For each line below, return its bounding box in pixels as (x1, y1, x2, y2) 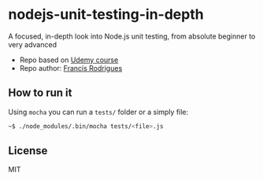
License (8, 144, 48, 158)
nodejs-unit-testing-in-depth (8, 6, 204, 24)
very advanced (8, 39, 57, 49)
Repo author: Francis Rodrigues (19, 63, 123, 72)
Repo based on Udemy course (19, 55, 119, 64)
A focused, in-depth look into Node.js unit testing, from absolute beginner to (8, 31, 256, 41)
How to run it (8, 86, 72, 100)
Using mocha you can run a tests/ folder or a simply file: (8, 107, 189, 116)
